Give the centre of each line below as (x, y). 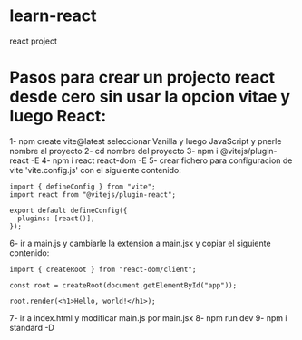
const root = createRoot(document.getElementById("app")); (123, 285)
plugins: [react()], (56, 219)
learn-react (53, 16)
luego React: (58, 117)
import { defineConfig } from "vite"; (83, 187)
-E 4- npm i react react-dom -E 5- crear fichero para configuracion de (161, 160)
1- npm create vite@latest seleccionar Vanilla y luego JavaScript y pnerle (146, 141)
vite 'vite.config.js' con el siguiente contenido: (95, 170)
